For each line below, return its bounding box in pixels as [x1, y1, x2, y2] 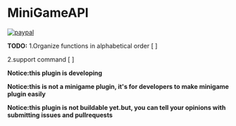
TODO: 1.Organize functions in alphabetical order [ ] [7, 41, 158, 50]
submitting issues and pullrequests [7, 111, 113, 119]
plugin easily [7, 90, 46, 98]
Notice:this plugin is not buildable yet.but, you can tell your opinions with [7, 103, 226, 111]
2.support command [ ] [7, 55, 75, 64]
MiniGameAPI [7, 5, 89, 21]
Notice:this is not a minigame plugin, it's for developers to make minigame [7, 82, 229, 90]
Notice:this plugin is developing [7, 69, 103, 77]
